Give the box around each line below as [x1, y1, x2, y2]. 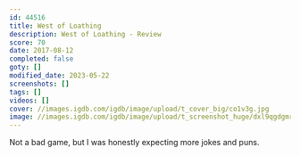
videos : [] [9, 95, 50, 105]
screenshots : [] [9, 79, 70, 88]
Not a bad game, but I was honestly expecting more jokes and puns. [9, 137, 260, 148]
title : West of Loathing [9, 21, 102, 30]
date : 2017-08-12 [9, 46, 74, 55]
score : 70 [9, 37, 46, 47]
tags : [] [9, 87, 42, 96]
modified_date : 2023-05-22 [9, 71, 110, 80]
